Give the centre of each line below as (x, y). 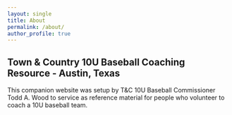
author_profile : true (39, 34)
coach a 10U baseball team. (48, 105)
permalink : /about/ (36, 27)
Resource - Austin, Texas (64, 73)
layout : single (30, 14)
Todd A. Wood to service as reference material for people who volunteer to (116, 98)
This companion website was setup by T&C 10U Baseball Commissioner (111, 90)
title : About (26, 20)
